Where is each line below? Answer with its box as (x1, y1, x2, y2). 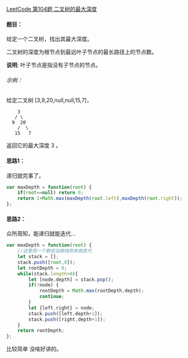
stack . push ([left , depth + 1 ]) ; (28, 310, 103, 317)
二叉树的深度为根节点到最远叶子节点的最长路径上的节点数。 (6, 48, 157, 56)
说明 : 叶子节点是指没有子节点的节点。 (6, 61, 101, 69)
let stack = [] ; (17, 254, 60, 260)
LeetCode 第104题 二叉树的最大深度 (6, 6, 97, 12)
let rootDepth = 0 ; (17, 265, 68, 271)
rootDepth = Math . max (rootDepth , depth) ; (39, 288, 144, 294)
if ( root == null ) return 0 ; (17, 189, 84, 196)
